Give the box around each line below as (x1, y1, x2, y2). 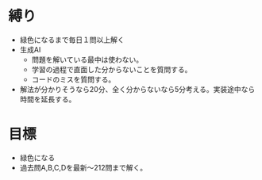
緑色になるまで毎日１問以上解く (19, 35, 125, 44)
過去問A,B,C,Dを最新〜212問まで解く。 (19, 163, 148, 172)
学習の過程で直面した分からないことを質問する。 (31, 64, 192, 74)
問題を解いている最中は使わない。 (31, 55, 144, 64)
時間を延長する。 (19, 94, 76, 104)
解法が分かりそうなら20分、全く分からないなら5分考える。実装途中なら (19, 84, 256, 94)
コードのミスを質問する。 (31, 75, 116, 84)
